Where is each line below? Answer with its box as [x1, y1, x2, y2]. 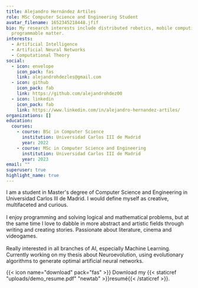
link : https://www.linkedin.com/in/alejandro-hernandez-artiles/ [16, 107, 181, 113]
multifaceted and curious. [6, 201, 69, 208]
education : [6, 118, 33, 124]
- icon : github [11, 80, 49, 86]
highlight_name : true [6, 173, 60, 179]
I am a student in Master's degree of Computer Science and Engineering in [6, 189, 187, 196]
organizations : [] [6, 112, 51, 118]
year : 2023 [21, 156, 49, 162]
